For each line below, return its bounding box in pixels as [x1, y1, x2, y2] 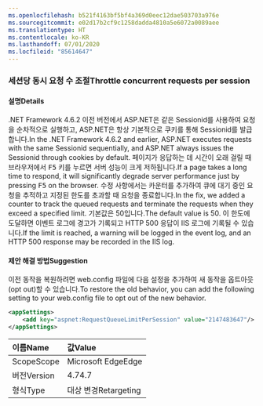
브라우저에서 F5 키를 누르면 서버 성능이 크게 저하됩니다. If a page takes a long [8, 162, 247, 172]
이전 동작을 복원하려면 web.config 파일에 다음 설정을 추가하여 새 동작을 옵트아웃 [8, 275, 254, 285]
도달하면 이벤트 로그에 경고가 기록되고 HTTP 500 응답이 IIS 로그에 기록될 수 [8, 219, 239, 228]
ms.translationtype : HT [8, 26, 86, 34]
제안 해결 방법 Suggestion [8, 256, 88, 265]
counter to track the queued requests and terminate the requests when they [8, 199, 254, 208]
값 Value [67, 342, 97, 353]
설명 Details [8, 96, 45, 106]
